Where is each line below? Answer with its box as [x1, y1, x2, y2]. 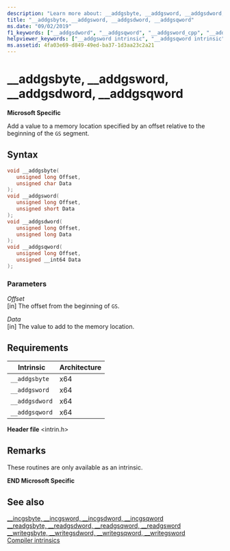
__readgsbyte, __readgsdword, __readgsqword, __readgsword [7, 522, 181, 530]
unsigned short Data [16, 206, 75, 212]
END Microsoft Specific [7, 476, 75, 485]
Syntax [7, 149, 38, 161]
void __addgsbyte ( [7, 167, 60, 174]
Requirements [7, 342, 68, 354]
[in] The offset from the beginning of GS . [7, 302, 120, 310]
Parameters [7, 279, 47, 289]
